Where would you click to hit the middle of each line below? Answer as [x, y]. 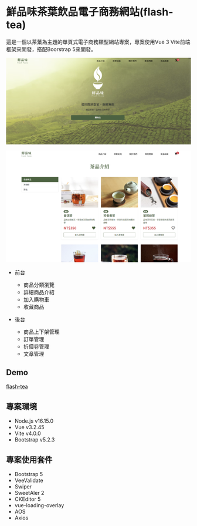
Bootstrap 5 [29, 474]
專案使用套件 [29, 459]
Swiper [23, 487]
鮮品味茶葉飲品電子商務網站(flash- [90, 12]
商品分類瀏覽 [39, 285]
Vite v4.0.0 [28, 434]
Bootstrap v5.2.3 [35, 440]
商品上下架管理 [41, 332]
